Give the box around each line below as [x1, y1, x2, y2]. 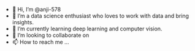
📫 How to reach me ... [12, 38, 69, 46]
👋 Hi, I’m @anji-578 [12, 6, 61, 13]
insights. [12, 19, 34, 25]
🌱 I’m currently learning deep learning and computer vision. [12, 25, 162, 32]
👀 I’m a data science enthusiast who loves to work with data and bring [12, 12, 189, 19]
